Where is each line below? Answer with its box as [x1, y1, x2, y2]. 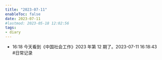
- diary [5, 30, 21, 35]
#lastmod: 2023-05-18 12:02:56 [5, 20, 69, 26]
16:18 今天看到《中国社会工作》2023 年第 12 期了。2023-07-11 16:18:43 [12, 44, 157, 49]
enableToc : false [5, 12, 41, 17]
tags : [5, 25, 16, 30]
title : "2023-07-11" [5, 7, 48, 12]
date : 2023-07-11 [5, 16, 41, 21]
